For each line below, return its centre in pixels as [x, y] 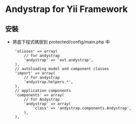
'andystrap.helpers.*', [48, 82]
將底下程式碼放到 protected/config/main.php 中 [61, 42]
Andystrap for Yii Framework [66, 9]
